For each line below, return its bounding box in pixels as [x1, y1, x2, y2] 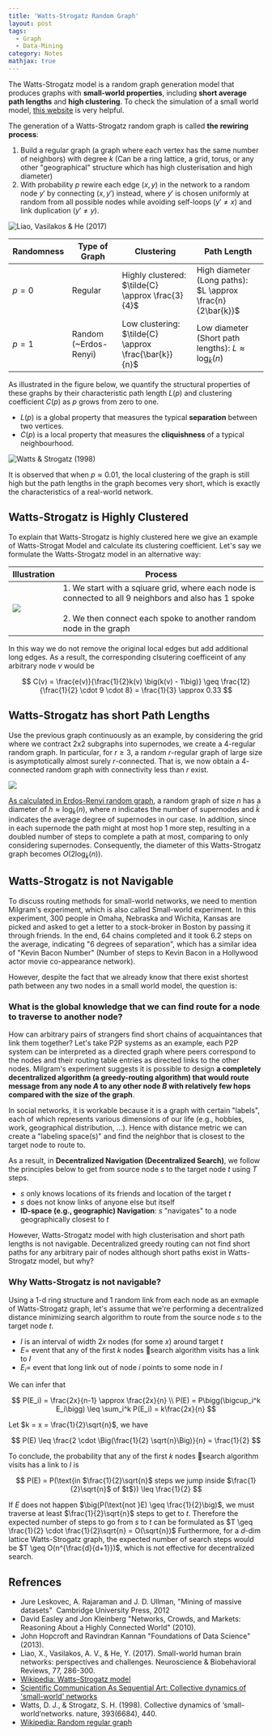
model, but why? [38, 1256, 95, 1266]
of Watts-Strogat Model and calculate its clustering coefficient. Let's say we [8, 540, 261, 550]
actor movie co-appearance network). [8, 956, 136, 966]
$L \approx [196, 285, 239, 296]
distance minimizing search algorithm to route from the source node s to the [8, 1312, 262, 1322]
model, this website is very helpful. [8, 105, 125, 114]
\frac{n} [196, 294, 227, 306]
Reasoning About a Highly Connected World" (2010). [19, 1623, 197, 1633]
